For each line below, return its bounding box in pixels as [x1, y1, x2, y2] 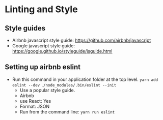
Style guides [5, 24, 46, 33]
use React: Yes [19, 98, 51, 104]
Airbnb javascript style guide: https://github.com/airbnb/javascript [12, 37, 151, 43]
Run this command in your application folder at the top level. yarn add [12, 76, 158, 82]
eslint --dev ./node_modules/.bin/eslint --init [12, 82, 117, 87]
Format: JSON [19, 103, 50, 109]
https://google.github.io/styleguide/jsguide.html [12, 48, 113, 54]
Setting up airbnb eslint [5, 63, 81, 72]
